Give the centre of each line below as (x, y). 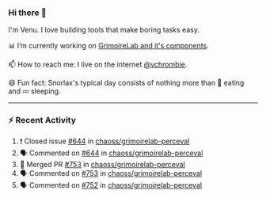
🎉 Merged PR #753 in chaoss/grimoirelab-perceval (103, 164)
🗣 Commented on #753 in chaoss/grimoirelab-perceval (111, 173)
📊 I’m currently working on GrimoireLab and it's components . (109, 46)
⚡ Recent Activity (42, 120)
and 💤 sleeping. (34, 91)
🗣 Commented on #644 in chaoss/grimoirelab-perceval (111, 153)
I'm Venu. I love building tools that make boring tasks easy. (104, 30)
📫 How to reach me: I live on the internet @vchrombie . (98, 65)
